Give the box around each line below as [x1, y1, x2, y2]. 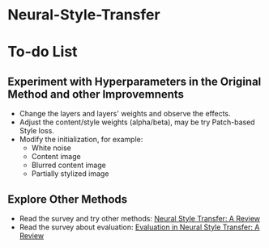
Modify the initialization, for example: [19, 135, 143, 145]
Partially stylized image [31, 169, 109, 179]
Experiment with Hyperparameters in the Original [7, 74, 262, 88]
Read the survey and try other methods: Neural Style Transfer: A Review [19, 214, 261, 223]
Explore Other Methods [7, 192, 128, 206]
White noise [31, 143, 72, 153]
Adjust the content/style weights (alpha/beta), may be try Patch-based [19, 117, 256, 127]
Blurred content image [31, 160, 106, 170]
